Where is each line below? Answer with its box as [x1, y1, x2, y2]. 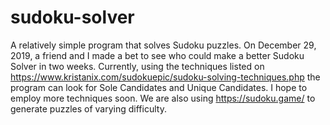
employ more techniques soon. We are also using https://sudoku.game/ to [10, 92, 316, 104]
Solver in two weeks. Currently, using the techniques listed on [10, 60, 265, 72]
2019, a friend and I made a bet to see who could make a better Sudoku [10, 49, 305, 61]
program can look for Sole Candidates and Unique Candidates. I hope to [10, 81, 308, 93]
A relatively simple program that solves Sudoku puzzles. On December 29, [10, 39, 317, 51]
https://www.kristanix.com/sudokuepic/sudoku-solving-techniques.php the [10, 71, 321, 83]
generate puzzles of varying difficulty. [10, 102, 167, 115]
